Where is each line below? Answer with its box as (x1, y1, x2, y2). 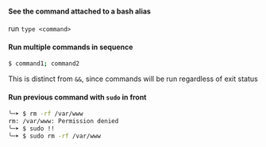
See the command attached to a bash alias (8, 6, 151, 16)
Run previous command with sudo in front (8, 92, 147, 102)
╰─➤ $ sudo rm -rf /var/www (8, 132, 102, 141)
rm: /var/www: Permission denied (8, 118, 119, 126)
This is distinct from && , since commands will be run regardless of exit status (8, 74, 258, 83)
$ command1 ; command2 (8, 60, 80, 68)
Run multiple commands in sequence (8, 42, 133, 52)
